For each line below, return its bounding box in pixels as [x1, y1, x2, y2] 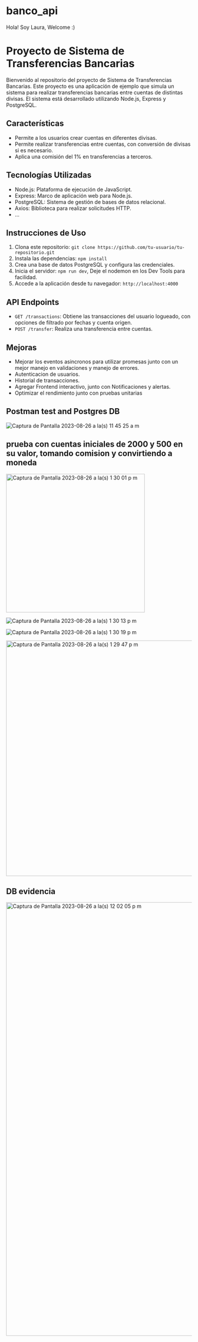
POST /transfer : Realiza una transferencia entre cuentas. [14, 326, 153, 333]
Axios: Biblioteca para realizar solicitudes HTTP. [14, 205, 131, 212]
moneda [6, 458, 37, 468]
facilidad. [14, 274, 37, 281]
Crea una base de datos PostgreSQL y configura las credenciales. [14, 261, 175, 268]
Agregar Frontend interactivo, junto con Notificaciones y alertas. [14, 383, 171, 390]
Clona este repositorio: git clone [14, 244, 95, 251]
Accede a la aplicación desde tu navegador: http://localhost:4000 [14, 280, 179, 287]
